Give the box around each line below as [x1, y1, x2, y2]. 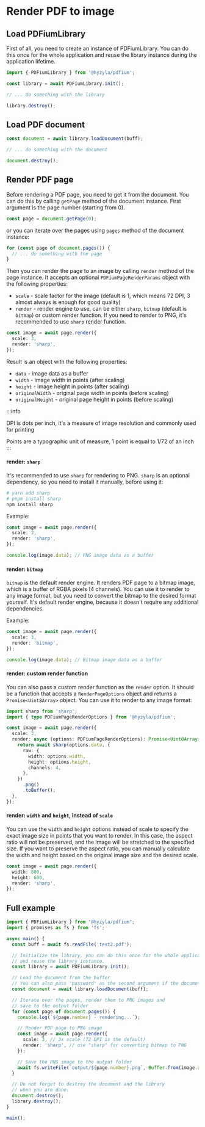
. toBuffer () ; [22, 788, 56, 794]
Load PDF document [6, 119, 85, 129]
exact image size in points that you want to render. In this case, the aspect [6, 832, 193, 839]
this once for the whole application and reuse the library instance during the [6, 51, 197, 59]
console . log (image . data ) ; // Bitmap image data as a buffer [6, 656, 163, 663]
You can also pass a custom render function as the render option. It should [6, 683, 194, 690]
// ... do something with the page [12, 250, 103, 257]
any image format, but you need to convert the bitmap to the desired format [6, 592, 196, 600]
